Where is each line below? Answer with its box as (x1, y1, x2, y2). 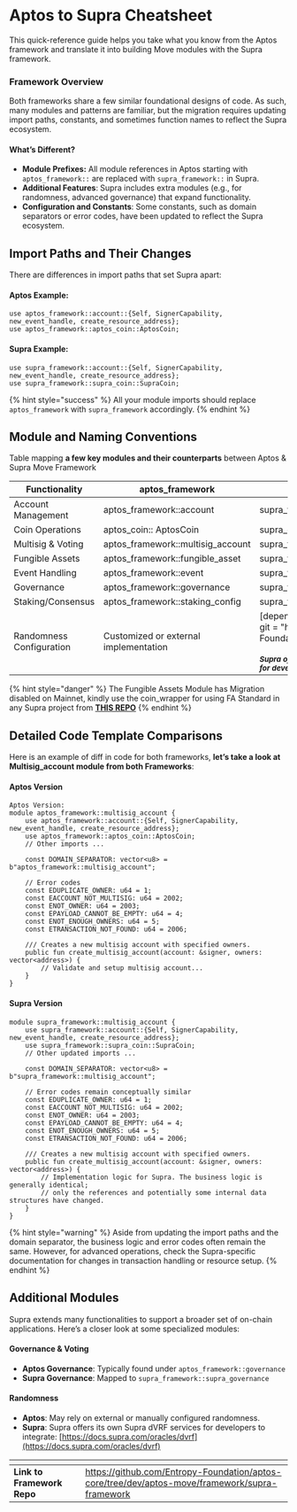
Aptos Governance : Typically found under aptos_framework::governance (21, 1363, 286, 1374)
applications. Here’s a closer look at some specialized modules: (9, 1323, 240, 1334)
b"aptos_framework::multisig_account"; (9, 863, 156, 872)
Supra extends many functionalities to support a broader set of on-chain (9, 1314, 273, 1324)
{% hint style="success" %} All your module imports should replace (9, 394, 256, 405)
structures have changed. (9, 1196, 104, 1205)
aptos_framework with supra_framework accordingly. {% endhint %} (9, 404, 250, 415)
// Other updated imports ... (25, 1049, 137, 1058)
